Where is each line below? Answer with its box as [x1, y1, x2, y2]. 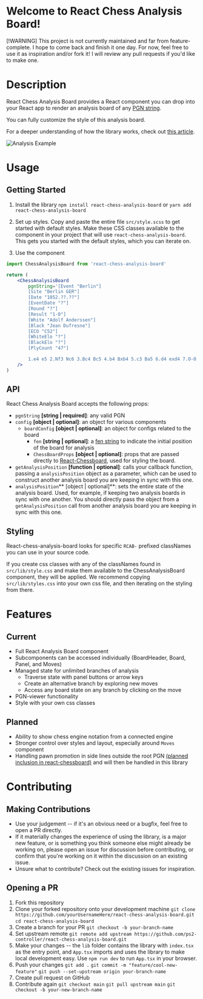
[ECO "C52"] [28, 328, 59, 334]
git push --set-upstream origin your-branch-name [38, 969, 167, 975]
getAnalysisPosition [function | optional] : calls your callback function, [15, 463, 193, 471]
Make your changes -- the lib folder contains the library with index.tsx [15, 941, 194, 949]
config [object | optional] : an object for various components [15, 419, 167, 426]
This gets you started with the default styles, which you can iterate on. [15, 237, 191, 244]
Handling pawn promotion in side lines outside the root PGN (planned [15, 752, 188, 759]
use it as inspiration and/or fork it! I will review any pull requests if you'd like [6, 50, 196, 57]
